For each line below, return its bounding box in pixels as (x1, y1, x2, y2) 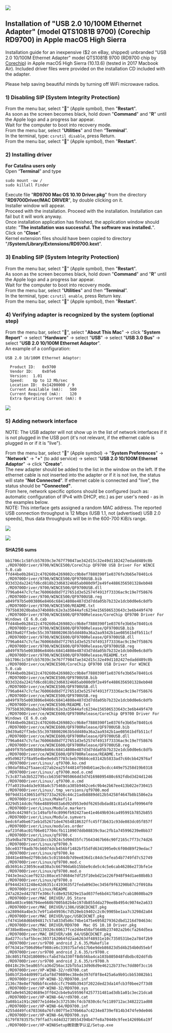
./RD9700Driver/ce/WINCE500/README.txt (5, 702, 91, 707)
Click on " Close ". (5, 230, 42, 236)
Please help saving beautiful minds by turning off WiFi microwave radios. (5, 81, 160, 87)
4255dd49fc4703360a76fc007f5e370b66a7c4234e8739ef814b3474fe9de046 (5, 1008, 153, 1013)
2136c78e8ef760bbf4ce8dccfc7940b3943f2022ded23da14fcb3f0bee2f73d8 (5, 981, 153, 986)
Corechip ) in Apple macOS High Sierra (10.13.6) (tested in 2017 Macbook (5, 60, 159, 66)
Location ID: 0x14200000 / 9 (10, 383, 74, 388)
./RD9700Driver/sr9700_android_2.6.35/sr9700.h (5, 958, 109, 964)
